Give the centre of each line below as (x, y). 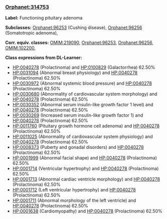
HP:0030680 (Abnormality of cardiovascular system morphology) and (85, 94)
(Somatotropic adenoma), (32, 33)
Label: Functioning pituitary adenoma (44, 18)
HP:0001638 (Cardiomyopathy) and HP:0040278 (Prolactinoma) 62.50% (87, 211)
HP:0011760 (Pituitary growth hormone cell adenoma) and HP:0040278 (86, 126)
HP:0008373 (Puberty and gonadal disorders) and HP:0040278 (78, 147)
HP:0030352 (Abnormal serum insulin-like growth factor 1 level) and (83, 105)
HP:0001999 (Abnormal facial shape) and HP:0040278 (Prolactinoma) (85, 158)
